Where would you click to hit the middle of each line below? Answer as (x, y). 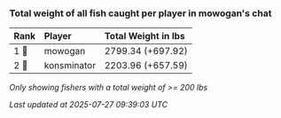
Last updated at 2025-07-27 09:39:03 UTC (89, 105)
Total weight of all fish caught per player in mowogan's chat (140, 13)
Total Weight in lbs (144, 36)
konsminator (70, 66)
